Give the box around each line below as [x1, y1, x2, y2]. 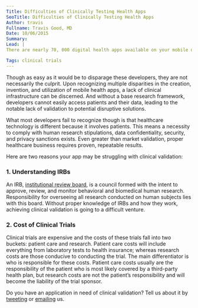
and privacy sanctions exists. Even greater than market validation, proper [6, 135, 184, 142]
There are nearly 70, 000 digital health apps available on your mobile [6, 47, 189, 53]
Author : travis [6, 19, 44, 25]
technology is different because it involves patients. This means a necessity [6, 122, 190, 130]
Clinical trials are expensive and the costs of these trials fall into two [6, 234, 171, 241]
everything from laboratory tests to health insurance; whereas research [6, 247, 180, 254]
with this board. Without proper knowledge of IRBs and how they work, [6, 200, 178, 207]
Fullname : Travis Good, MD [6, 25, 72, 31]
